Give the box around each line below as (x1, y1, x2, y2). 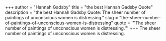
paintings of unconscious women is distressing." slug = (5, 15, 118, 20)
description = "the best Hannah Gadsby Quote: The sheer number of (5, 9, 146, 15)
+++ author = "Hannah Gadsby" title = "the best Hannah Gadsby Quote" (5, 4, 153, 10)
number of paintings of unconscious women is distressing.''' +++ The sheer (5, 25, 161, 31)
